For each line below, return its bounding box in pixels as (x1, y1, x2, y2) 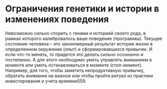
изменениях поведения (5, 13, 109, 25)
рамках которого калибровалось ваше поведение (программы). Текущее (5, 35, 163, 41)
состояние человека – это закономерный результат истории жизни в (5, 40, 153, 46)
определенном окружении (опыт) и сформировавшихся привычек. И (5, 46, 153, 52)
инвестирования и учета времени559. (5, 78, 87, 84)
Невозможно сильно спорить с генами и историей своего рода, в (5, 30, 146, 36)
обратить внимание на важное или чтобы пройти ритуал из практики (5, 72, 154, 78)
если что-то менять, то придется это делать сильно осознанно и (5, 51, 144, 57)
